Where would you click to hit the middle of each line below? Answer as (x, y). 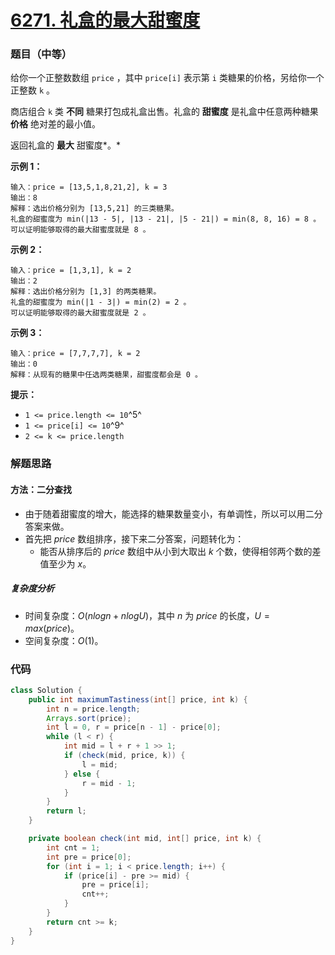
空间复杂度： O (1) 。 (64, 640)
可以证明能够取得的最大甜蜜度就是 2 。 (80, 313)
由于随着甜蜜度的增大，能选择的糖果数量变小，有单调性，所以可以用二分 (173, 513)
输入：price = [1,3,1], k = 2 (71, 271)
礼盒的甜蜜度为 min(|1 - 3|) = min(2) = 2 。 (101, 302)
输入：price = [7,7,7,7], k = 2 (75, 354)
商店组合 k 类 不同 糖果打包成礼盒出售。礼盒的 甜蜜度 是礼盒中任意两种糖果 (164, 112)
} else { (82, 774)
